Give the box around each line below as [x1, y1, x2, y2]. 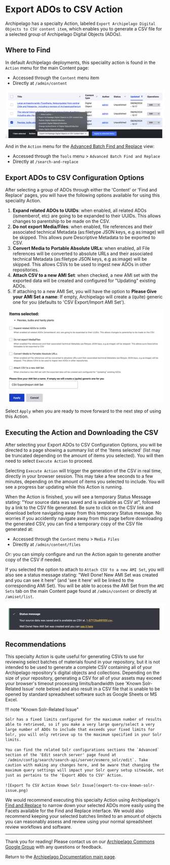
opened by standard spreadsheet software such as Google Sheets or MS [5, 691, 157, 697]
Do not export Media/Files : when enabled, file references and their [12, 223, 153, 230]
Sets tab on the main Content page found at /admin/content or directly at [5, 588, 157, 594]
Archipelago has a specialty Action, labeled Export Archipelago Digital [5, 20, 156, 26]
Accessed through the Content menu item [12, 75, 100, 81]
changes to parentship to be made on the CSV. [12, 218, 110, 225]
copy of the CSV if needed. [5, 557, 62, 563]
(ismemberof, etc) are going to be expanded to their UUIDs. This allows [12, 213, 161, 219]
